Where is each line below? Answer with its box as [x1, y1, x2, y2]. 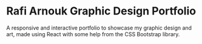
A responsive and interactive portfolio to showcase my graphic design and [6, 24, 192, 31]
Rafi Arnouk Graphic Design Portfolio [6, 4, 196, 18]
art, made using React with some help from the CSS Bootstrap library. [6, 30, 180, 37]
